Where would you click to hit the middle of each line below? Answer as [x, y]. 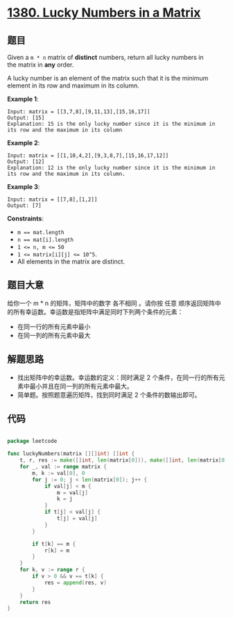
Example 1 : [23, 99]
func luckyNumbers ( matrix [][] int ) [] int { [71, 454]
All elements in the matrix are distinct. [71, 261]
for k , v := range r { [52, 570]
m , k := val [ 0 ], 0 [59, 473]
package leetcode [32, 441]
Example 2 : [24, 143]
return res [35, 602]
